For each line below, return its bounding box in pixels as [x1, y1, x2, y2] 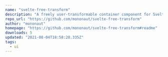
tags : [5, 40, 16, 45]
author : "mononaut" [5, 21, 46, 26]
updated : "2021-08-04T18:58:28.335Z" [5, 35, 84, 40]
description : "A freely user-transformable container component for [5, 12, 151, 17]
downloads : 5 [5, 30, 32, 35]
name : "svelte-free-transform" [5, 7, 70, 12]
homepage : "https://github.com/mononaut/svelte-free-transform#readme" [5, 26, 157, 31]
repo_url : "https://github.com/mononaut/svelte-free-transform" [5, 16, 142, 21]
